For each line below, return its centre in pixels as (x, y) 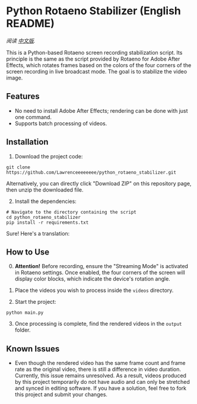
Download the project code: (49, 156)
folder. (23, 330)
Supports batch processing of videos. (61, 123)
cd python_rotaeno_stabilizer (44, 217)
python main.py (25, 313)
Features (23, 96)
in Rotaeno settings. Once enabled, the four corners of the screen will (100, 273)
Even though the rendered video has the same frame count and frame (100, 363)
